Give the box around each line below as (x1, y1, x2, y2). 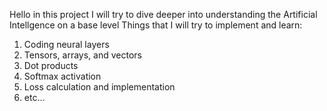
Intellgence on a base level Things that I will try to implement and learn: (9, 19, 303, 31)
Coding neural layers (23, 39, 110, 50)
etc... (23, 92, 46, 103)
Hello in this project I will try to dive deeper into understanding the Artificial (9, 9, 318, 20)
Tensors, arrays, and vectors (23, 49, 142, 61)
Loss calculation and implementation (23, 81, 176, 93)
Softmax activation (23, 70, 102, 82)
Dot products (23, 60, 79, 71)
